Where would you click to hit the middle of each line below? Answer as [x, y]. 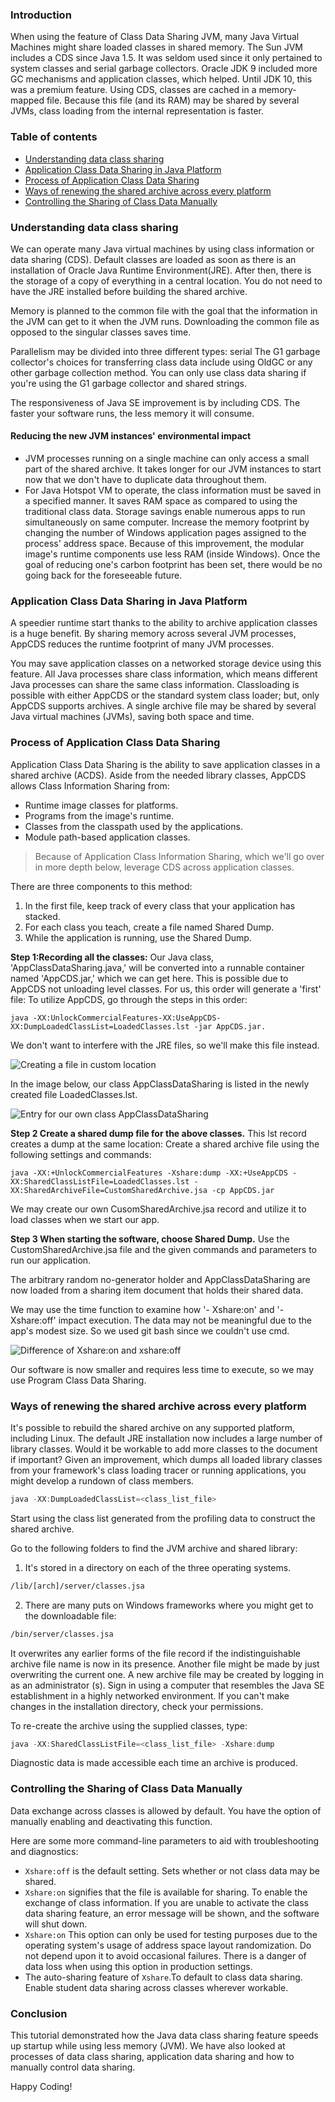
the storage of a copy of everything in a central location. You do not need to [166, 280]
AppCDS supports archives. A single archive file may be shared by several [163, 706]
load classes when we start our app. [85, 1219]
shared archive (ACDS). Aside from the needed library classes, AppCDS [158, 775]
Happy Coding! [41, 2087]
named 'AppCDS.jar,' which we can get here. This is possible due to [149, 978]
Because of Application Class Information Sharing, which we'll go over [179, 856]
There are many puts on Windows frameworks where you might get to [169, 1605]
